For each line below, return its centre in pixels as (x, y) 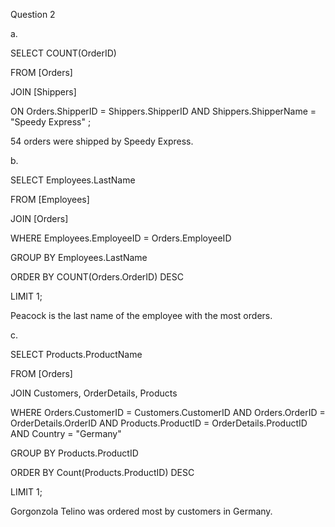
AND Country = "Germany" (66, 433)
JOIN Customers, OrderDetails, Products (94, 393)
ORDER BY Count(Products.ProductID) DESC (102, 472)
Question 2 (33, 14)
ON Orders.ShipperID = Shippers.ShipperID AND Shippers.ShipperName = (163, 111)
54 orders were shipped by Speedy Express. (102, 141)
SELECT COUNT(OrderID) (63, 53)
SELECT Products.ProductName (76, 354)
